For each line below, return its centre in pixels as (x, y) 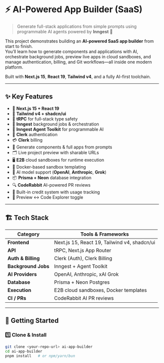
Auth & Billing (24, 258)
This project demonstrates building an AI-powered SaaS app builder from (80, 41)
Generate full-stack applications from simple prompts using (77, 26)
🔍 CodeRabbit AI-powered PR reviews (51, 185)
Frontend (18, 242)
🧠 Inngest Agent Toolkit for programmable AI (58, 129)
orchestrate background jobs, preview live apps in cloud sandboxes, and (78, 56)
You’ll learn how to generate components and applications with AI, (72, 51)
